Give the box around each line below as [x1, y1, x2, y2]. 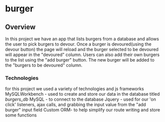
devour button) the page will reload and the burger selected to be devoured [5, 47, 159, 52]
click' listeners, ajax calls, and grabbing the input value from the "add [5, 102, 146, 108]
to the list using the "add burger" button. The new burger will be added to [5, 57, 155, 62]
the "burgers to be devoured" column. [5, 62, 82, 68]
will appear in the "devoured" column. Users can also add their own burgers [5, 52, 160, 58]
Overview [5, 23, 36, 31]
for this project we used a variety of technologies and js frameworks [5, 86, 144, 92]
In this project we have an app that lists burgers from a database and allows [5, 36, 159, 42]
